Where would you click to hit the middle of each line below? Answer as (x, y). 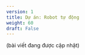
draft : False (23, 28)
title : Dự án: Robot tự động (43, 17)
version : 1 (20, 12)
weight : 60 (20, 23)
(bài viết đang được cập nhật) (43, 45)
